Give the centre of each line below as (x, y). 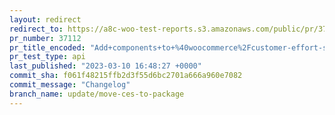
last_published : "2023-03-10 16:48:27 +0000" (105, 66)
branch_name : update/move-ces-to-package (97, 94)
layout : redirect (45, 19)
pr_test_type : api (47, 57)
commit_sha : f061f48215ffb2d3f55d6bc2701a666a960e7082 (126, 76)
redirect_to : (36, 29)
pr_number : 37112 (45, 38)
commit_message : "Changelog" (70, 85)
